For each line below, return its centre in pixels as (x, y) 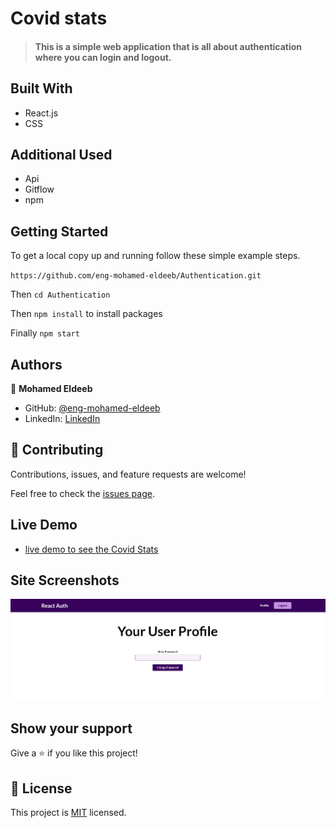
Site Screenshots (65, 580)
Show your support (71, 728)
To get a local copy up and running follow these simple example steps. (155, 256)
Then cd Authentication (60, 294)
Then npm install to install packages (86, 314)
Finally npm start (45, 333)
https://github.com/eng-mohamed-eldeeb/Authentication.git (136, 276)
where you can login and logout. (103, 57)
